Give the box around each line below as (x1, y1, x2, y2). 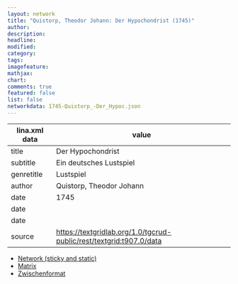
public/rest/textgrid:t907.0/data (56, 236, 162, 246)
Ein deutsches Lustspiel (56, 158, 135, 168)
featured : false (7, 89, 55, 97)
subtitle (11, 158, 36, 168)
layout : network (7, 10, 55, 18)
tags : (7, 57, 23, 64)
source (11, 231, 34, 241)
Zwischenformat (17, 269, 66, 278)
